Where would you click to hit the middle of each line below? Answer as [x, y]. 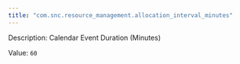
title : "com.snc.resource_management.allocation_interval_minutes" [121, 15]
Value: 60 [23, 52]
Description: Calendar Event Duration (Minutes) [85, 37]
